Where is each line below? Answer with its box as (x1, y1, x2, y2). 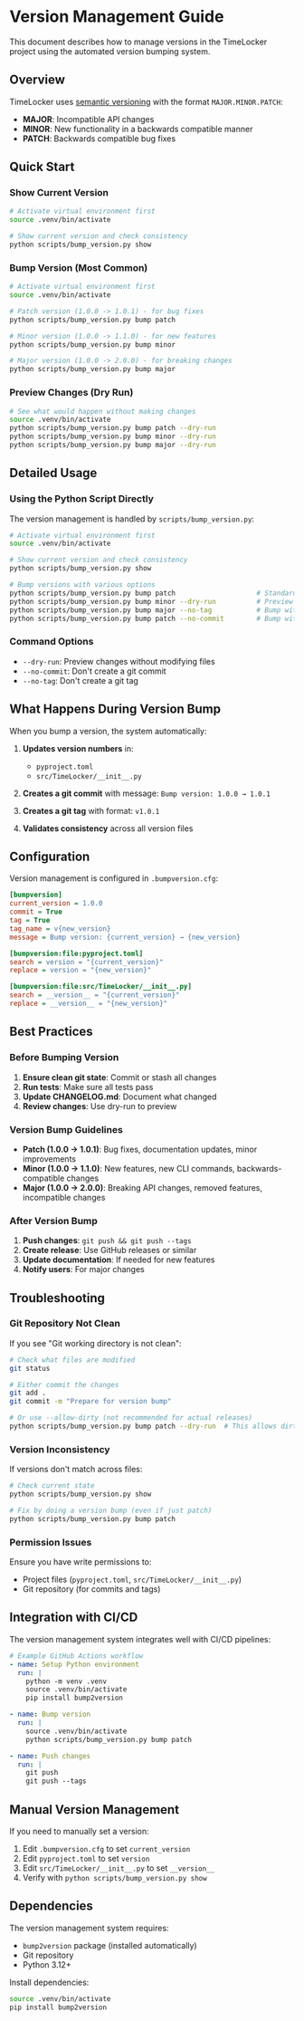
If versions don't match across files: (9, 1464, 143, 1475)
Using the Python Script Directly (9, 493, 154, 505)
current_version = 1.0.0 (9, 899, 103, 908)
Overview (9, 72, 66, 88)
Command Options (9, 636, 94, 648)
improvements (22, 1153, 77, 1164)
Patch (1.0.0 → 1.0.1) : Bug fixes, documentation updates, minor (22, 1144, 258, 1154)
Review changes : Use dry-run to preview (22, 1100, 177, 1111)
